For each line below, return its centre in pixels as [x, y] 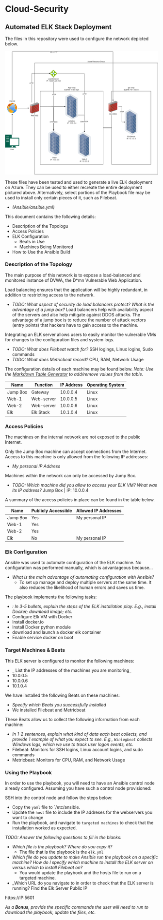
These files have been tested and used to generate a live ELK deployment [79, 182]
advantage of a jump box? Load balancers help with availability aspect [83, 309]
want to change [28, 818]
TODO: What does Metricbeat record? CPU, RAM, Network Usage [78, 359]
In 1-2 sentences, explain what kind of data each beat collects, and [79, 734]
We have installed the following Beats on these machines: [63, 695]
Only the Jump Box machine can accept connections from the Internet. [76, 451]
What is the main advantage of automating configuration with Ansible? [83, 577]
